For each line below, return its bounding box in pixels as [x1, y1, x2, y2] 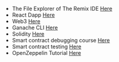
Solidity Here [11, 30, 45, 38]
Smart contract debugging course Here [11, 37, 110, 44]
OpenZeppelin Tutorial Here [11, 49, 82, 56]
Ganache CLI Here [11, 24, 59, 31]
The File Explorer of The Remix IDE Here [11, 5, 113, 12]
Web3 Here [11, 18, 40, 24]
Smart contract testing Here [11, 43, 82, 50]
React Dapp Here [11, 11, 56, 18]
